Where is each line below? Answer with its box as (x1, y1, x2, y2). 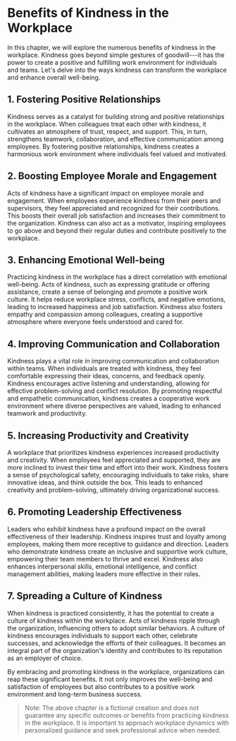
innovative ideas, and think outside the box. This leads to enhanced (7, 478, 203, 487)
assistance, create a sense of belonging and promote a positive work (7, 287, 208, 297)
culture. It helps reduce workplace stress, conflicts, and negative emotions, (7, 295, 226, 304)
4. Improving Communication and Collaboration (7, 338, 221, 350)
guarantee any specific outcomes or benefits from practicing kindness (24, 711, 229, 719)
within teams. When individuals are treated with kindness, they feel (7, 364, 201, 373)
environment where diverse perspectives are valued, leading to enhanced (7, 401, 221, 410)
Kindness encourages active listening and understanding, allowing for (7, 379, 210, 388)
